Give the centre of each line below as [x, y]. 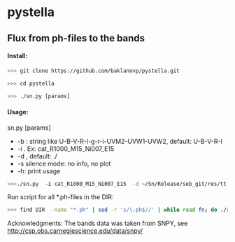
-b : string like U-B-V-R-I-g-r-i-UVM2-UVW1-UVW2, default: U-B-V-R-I [120, 141]
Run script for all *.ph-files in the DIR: [60, 197]
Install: [17, 56]
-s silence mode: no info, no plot [64, 163]
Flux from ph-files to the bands [76, 38]
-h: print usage [39, 171]
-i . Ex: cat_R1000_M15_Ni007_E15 [66, 149]
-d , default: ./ [37, 156]
